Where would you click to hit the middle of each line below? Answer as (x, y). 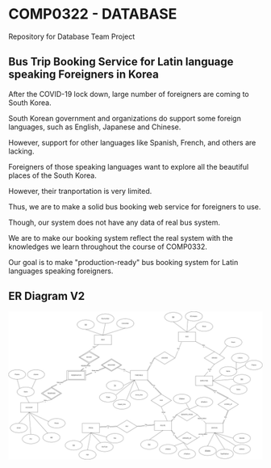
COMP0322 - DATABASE (93, 14)
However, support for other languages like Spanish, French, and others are (132, 142)
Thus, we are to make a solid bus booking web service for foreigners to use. (135, 206)
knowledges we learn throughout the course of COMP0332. (108, 247)
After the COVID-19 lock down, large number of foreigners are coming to (129, 94)
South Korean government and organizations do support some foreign (125, 118)
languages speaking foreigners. (61, 271)
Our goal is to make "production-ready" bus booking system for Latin (123, 262)
